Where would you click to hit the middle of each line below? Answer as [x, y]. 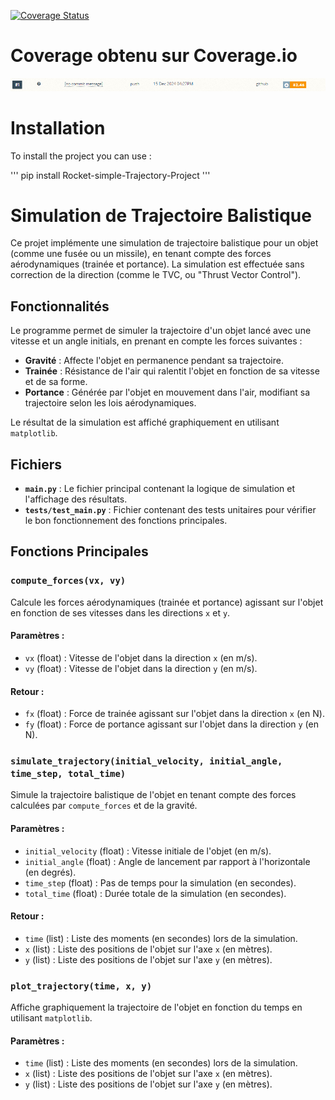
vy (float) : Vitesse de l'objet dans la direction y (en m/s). [141, 668]
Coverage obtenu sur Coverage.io [154, 56]
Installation [58, 127]
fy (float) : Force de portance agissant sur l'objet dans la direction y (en [171, 724]
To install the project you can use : [81, 156]
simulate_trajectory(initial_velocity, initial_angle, [146, 761]
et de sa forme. [56, 382]
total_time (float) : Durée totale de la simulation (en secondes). [155, 893]
